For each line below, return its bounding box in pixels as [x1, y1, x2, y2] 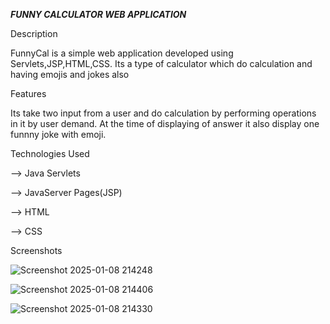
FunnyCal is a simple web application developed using [10, 47, 234, 59]
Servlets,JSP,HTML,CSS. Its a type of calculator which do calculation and [10, 58, 313, 69]
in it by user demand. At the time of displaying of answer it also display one [10, 118, 320, 129]
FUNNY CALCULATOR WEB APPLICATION [10, 9, 187, 20]
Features [10, 88, 47, 99]
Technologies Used [10, 148, 90, 159]
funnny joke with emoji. [10, 129, 107, 140]
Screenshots [10, 245, 63, 256]
